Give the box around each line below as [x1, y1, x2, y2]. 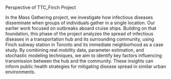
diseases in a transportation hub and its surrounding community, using [5, 36, 155, 42]
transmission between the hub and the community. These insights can [5, 58, 154, 64]
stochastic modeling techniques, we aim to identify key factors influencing [5, 52, 162, 58]
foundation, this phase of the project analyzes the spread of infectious [5, 31, 154, 36]
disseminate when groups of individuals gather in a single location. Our [5, 20, 155, 26]
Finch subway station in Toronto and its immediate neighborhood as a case [5, 42, 164, 48]
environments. [5, 69, 36, 75]
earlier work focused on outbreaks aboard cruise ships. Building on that [5, 25, 157, 31]
